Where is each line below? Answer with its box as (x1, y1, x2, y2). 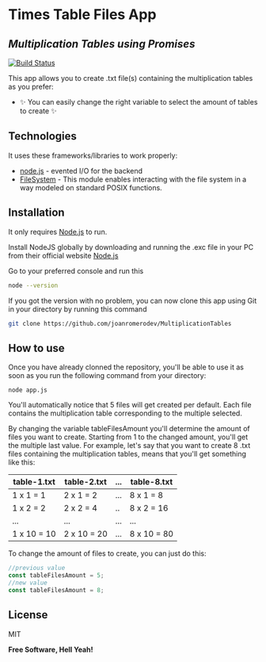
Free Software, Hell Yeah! (8, 645, 93, 654)
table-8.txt (130, 476, 173, 488)
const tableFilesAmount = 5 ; (8, 572, 104, 580)
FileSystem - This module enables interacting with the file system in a (19, 174, 247, 184)
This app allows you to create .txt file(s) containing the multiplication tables (8, 74, 253, 82)
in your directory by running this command (8, 304, 147, 314)
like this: (8, 457, 36, 467)
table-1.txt (13, 476, 55, 488)
